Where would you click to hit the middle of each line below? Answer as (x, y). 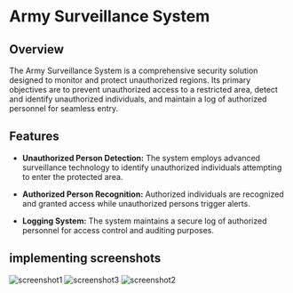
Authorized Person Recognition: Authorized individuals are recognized (153, 194)
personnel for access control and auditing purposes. (118, 230)
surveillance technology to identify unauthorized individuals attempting (152, 167)
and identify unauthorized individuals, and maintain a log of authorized (138, 99)
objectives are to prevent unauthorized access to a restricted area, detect (143, 90)
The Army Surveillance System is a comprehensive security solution (134, 70)
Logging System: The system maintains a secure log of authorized (145, 221)
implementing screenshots (85, 259)
